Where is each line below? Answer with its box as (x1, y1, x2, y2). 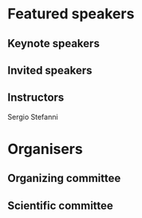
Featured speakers (7, 5, 135, 23)
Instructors (7, 91, 65, 105)
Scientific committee (7, 199, 113, 212)
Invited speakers (7, 63, 93, 77)
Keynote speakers (7, 37, 101, 50)
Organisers (7, 140, 83, 158)
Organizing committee (7, 172, 121, 185)
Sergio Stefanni (7, 112, 58, 121)
